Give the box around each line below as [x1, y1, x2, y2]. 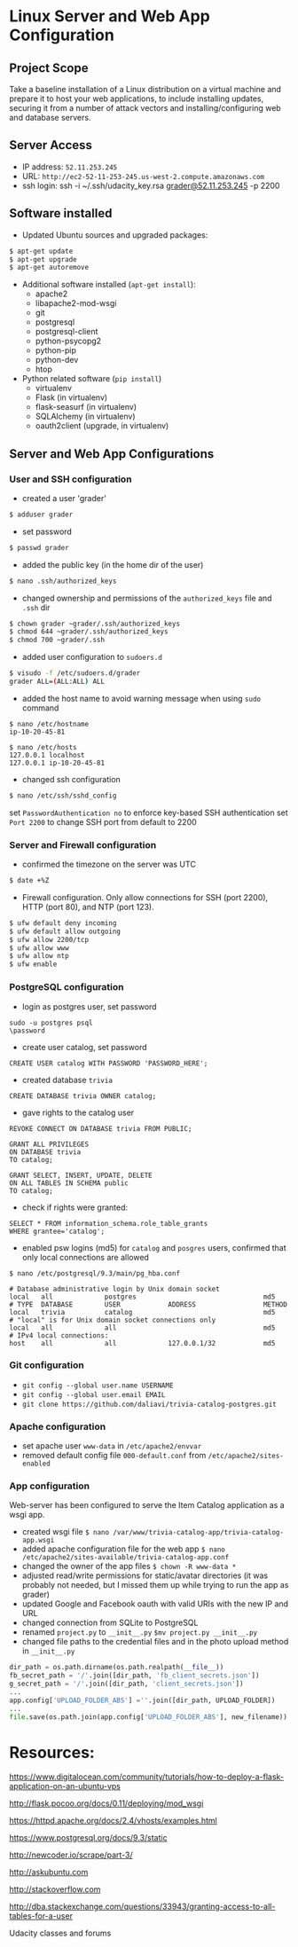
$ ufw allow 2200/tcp [9, 935, 90, 944]
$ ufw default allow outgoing [9, 927, 122, 936]
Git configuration [9, 1359, 84, 1371]
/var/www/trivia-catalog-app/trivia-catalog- [113, 1528, 284, 1537]
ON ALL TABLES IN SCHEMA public [9, 1178, 129, 1188]
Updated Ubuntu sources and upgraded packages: [21, 229, 208, 240]
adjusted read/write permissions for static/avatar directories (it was [21, 1570, 269, 1581]
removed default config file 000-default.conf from [21, 1450, 207, 1461]
